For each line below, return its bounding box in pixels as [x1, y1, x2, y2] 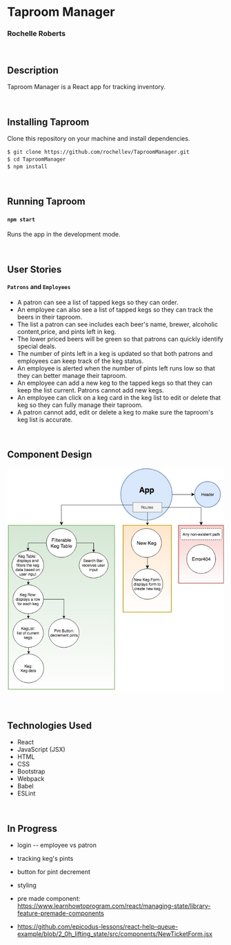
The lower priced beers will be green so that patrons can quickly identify [17, 335, 224, 343]
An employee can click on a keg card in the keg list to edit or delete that [17, 393, 221, 401]
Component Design [7, 449, 92, 461]
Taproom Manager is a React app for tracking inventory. [7, 83, 166, 91]
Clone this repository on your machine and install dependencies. [7, 135, 190, 143]
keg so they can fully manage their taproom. [17, 401, 143, 409]
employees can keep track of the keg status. [17, 357, 143, 365]
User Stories [7, 263, 62, 275]
